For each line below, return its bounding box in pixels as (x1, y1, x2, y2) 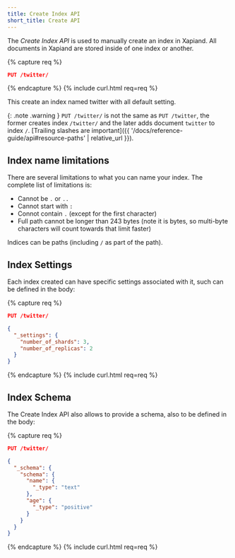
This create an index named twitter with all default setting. (7, 98, 176, 106)
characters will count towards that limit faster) (17, 224, 152, 233)
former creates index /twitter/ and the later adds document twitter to (7, 119, 215, 127)
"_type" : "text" (32, 484, 80, 492)
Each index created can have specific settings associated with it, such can (7, 277, 224, 286)
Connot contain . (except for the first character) (17, 209, 157, 218)
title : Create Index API (7, 10, 80, 18)
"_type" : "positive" (32, 504, 93, 511)
